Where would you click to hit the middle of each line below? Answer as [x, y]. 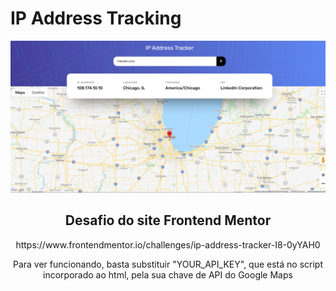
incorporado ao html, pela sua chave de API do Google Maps [168, 274]
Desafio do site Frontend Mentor [168, 220]
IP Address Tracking [96, 18]
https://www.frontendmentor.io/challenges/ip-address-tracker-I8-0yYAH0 [168, 244]
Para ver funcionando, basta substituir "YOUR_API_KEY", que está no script [167, 264]
